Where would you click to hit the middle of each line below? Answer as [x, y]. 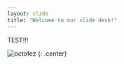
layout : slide [28, 14]
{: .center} [52, 54]
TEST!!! [18, 40]
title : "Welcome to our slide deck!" [62, 20]
